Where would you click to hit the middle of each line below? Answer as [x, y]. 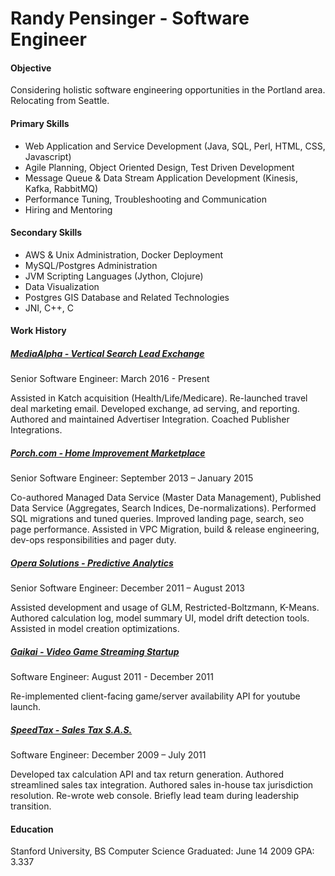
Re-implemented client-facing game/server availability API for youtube [155, 696]
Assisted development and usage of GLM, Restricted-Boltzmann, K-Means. [165, 608]
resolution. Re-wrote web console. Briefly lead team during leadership [155, 796]
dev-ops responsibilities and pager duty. [93, 540]
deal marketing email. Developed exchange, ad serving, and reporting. [155, 409]
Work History [38, 331]
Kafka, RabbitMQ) [61, 188]
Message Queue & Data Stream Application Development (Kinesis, [161, 178]
